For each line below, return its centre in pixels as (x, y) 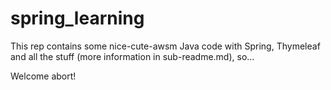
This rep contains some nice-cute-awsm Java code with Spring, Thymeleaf (165, 46)
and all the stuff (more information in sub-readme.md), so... (132, 56)
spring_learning (77, 18)
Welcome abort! (43, 76)
